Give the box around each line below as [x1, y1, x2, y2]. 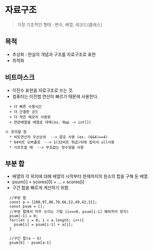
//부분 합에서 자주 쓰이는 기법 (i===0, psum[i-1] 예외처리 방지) [9, 209, 129, 214]
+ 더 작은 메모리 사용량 [9, 114, 51, 119]
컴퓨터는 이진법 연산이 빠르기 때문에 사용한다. [12, 93, 99, 99]
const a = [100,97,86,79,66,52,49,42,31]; [9, 200, 97, 205]
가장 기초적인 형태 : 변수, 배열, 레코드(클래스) [17, 22, 103, 28]
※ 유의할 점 [5, 129, 27, 134]
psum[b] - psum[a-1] [9, 240, 51, 246]
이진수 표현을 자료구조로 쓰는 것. [12, 87, 74, 93]
